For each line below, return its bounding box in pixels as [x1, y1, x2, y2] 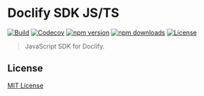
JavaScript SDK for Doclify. [24, 42, 105, 50]
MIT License [7, 81, 44, 90]
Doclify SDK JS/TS [7, 5, 119, 21]
